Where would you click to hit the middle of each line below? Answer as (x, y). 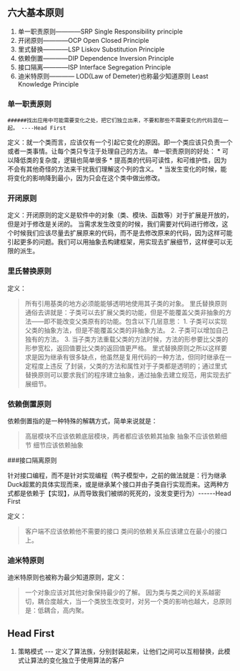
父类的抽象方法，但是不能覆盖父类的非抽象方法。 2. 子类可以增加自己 (126, 330)
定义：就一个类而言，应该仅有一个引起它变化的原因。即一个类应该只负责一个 (120, 142)
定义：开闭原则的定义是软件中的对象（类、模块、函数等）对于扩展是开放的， (120, 215)
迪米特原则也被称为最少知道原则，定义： (67, 577)
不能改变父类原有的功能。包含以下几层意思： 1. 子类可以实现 (138, 321)
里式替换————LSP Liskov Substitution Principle (91, 49)
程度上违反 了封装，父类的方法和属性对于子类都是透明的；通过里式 (129, 366)
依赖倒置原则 (30, 404)
